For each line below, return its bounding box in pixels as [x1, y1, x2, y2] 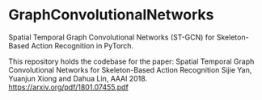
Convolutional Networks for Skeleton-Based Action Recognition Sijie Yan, [8, 65, 252, 74]
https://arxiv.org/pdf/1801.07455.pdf [8, 82, 129, 92]
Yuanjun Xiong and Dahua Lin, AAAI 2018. [8, 73, 148, 83]
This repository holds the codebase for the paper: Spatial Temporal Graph [8, 56, 255, 66]
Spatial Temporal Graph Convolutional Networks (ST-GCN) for [8, 32, 215, 42]
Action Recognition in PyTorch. [31, 40, 134, 50]
